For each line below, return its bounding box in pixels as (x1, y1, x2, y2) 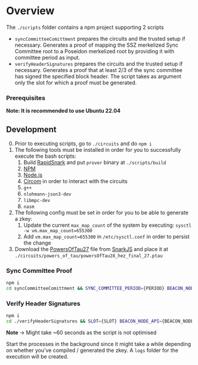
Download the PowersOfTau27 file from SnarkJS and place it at (14, 246, 169, 253)
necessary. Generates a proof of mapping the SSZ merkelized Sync (14, 41, 179, 48)
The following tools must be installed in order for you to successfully (14, 146, 181, 154)
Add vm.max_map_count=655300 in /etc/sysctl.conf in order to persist (23, 233, 190, 240)
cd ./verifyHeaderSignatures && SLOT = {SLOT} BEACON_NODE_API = (6, 318, 162, 324)
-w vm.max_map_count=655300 (23, 228, 93, 234)
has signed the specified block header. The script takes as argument (14, 73, 181, 80)
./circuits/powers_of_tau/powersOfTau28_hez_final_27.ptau (14, 253, 163, 259)
